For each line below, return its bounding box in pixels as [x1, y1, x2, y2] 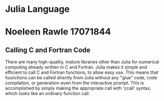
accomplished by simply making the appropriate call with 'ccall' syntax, [5, 85, 152, 91]
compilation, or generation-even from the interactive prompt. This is [5, 80, 144, 86]
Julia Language [5, 3, 70, 15]
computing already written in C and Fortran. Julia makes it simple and [5, 64, 148, 70]
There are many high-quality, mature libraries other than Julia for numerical [5, 59, 159, 65]
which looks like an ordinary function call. [5, 91, 90, 97]
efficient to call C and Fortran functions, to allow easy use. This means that [5, 69, 159, 75]
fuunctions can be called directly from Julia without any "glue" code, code [5, 75, 158, 81]
